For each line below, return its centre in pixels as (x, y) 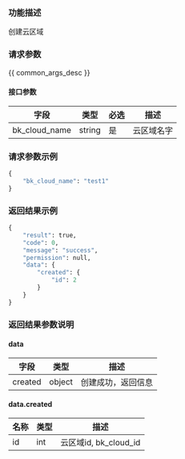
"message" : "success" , (60, 250)
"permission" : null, (57, 258)
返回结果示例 (33, 210)
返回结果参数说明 (41, 324)
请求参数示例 (33, 156)
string (90, 130)
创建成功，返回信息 (117, 382)
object (61, 381)
